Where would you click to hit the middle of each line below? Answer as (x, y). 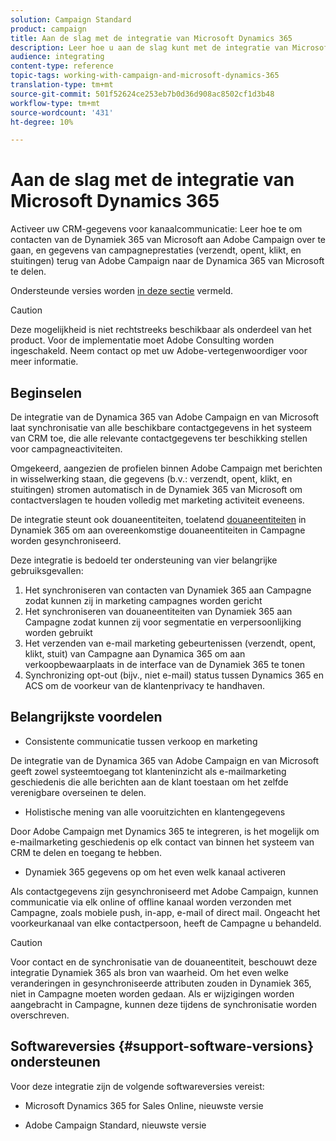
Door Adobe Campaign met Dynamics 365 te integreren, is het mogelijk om (165, 831)
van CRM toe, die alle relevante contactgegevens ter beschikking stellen (159, 438)
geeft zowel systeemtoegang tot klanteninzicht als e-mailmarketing (148, 771)
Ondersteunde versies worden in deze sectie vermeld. (122, 291)
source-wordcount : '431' (62, 112)
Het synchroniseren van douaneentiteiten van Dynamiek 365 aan (158, 611)
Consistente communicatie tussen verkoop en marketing (141, 741)
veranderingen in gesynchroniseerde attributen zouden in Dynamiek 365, (161, 983)
